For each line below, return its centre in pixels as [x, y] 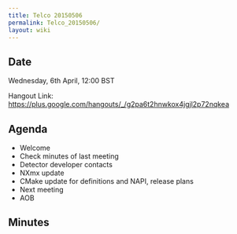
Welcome [35, 148]
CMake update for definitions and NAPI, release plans [107, 181]
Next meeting [42, 190]
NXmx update [42, 173]
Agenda [28, 129]
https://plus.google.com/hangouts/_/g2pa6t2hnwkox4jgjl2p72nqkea [119, 104]
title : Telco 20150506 [45, 15]
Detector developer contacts [66, 165]
